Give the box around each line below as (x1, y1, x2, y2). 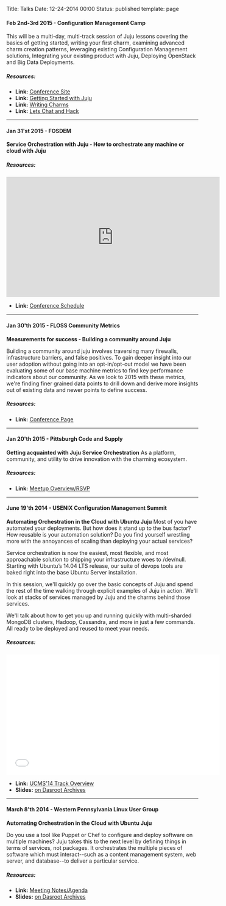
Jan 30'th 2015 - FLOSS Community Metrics (6, 322, 121, 329)
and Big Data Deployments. (6, 59, 75, 66)
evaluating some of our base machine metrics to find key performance (6, 366, 183, 374)
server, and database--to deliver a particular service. (6, 857, 139, 864)
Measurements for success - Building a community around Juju (6, 335, 171, 342)
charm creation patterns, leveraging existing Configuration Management (6, 46, 188, 53)
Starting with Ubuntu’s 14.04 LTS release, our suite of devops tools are (6, 562, 183, 570)
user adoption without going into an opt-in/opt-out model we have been (6, 360, 186, 368)
